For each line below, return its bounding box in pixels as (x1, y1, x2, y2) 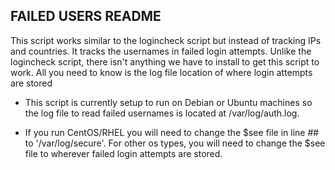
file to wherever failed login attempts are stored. (24, 147, 223, 159)
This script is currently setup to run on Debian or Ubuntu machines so (24, 96, 313, 108)
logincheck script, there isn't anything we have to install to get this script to (10, 55, 320, 68)
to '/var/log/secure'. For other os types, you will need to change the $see (24, 137, 326, 149)
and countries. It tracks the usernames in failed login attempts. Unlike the (10, 45, 312, 57)
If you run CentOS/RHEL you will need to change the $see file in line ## (24, 126, 320, 138)
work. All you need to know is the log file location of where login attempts (10, 66, 313, 78)
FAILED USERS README (10, 8, 162, 25)
